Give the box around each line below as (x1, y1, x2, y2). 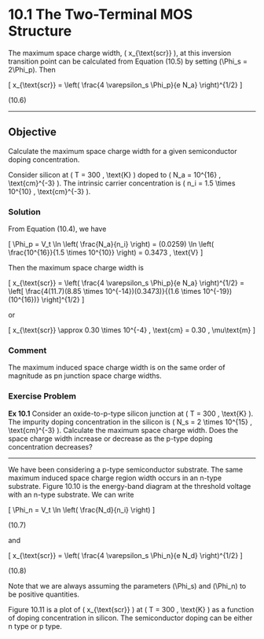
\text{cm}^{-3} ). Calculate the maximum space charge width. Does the (8, 425, 238, 435)
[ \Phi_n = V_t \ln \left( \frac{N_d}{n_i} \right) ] (8, 505, 156, 514)
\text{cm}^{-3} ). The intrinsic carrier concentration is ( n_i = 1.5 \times (8, 178, 236, 188)
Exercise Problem (8, 391, 77, 402)
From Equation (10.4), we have (8, 224, 107, 233)
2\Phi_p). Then (8, 64, 57, 74)
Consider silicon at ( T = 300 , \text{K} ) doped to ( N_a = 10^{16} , (8, 170, 222, 179)
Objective (8, 126, 57, 139)
